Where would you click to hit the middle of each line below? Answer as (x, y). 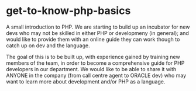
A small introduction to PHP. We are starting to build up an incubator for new (98, 27)
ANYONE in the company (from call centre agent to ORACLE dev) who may (96, 75)
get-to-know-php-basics (68, 11)
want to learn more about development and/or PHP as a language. (86, 81)
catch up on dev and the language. (48, 45)
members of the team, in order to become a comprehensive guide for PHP (95, 63)
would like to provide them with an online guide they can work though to (93, 39)
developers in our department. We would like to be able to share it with (91, 69)
